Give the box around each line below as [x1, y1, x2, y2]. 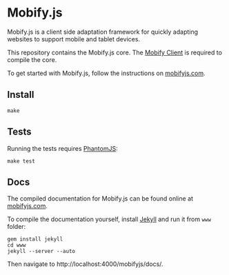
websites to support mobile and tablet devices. [7, 34, 140, 43]
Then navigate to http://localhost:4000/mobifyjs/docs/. [7, 260, 163, 268]
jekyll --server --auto [7, 248, 76, 255]
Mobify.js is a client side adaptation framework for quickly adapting [7, 28, 199, 36]
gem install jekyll [7, 236, 63, 243]
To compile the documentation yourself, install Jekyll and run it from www [7, 215, 212, 223]
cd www [7, 242, 26, 249]
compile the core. [7, 55, 57, 63]
